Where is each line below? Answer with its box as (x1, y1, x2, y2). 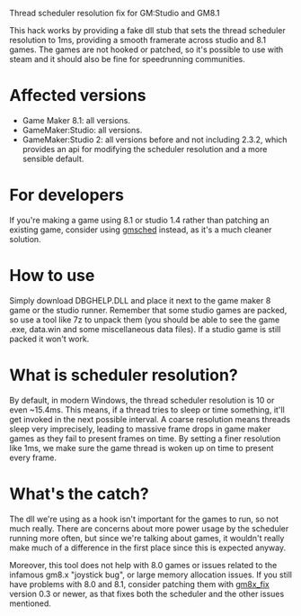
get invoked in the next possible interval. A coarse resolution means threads (9, 413, 290, 424)
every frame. (9, 452, 57, 463)
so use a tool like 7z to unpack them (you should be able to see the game (9, 314, 280, 325)
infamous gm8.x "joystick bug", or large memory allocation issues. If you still (9, 569, 292, 580)
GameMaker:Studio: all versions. (22, 124, 143, 135)
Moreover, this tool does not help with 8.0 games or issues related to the (9, 559, 278, 570)
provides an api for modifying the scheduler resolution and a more (22, 143, 268, 154)
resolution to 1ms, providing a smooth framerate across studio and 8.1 (9, 35, 267, 45)
